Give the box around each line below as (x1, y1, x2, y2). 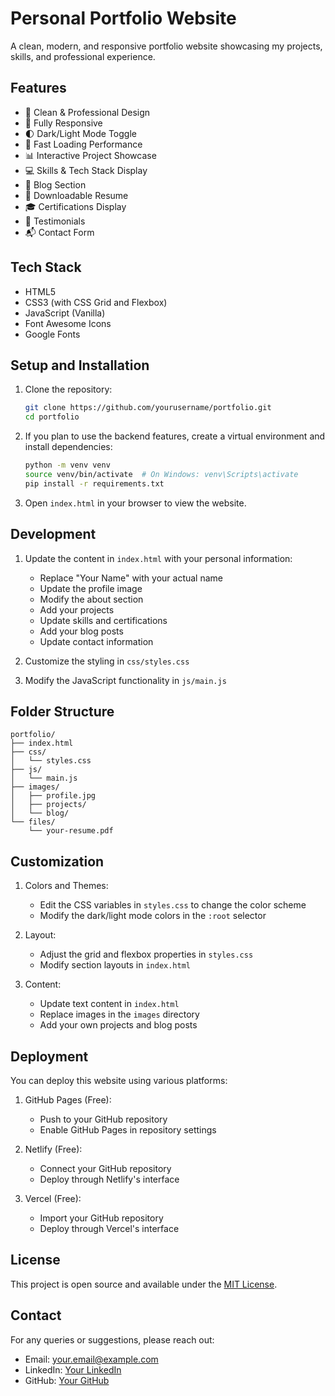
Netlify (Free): (24, 1143, 83, 1155)
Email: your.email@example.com (24, 1353, 159, 1365)
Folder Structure (10, 703, 115, 720)
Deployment (10, 1048, 89, 1065)
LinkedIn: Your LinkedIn (24, 1363, 122, 1376)
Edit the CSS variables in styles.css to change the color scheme (39, 899, 307, 911)
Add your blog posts (39, 625, 124, 637)
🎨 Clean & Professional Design (24, 106, 151, 118)
